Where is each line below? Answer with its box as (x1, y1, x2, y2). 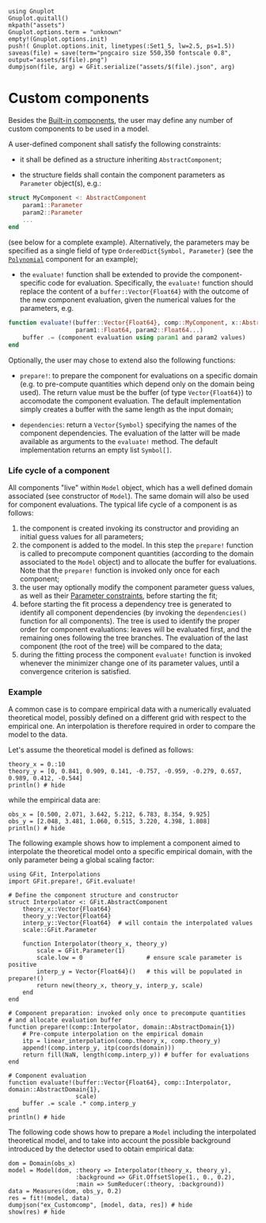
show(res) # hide (8, 1208, 66, 1217)
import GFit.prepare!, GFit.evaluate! (8, 877, 136, 886)
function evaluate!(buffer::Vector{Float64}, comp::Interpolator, (8, 1079, 232, 1087)
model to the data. (8, 730, 68, 739)
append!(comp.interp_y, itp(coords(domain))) (22, 1044, 176, 1052)
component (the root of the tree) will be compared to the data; (19, 642, 223, 651)
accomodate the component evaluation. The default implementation (19, 396, 241, 405)
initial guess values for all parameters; (19, 532, 144, 542)
